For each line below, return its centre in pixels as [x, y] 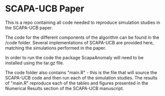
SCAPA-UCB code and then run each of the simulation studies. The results [82, 78]
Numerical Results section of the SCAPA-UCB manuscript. [65, 88]
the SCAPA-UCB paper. [29, 27]
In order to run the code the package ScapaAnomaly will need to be [75, 57]
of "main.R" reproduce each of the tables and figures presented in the [77, 83]
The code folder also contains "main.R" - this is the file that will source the [81, 72]
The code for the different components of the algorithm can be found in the [82, 37]
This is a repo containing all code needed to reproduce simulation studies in [83, 22]
